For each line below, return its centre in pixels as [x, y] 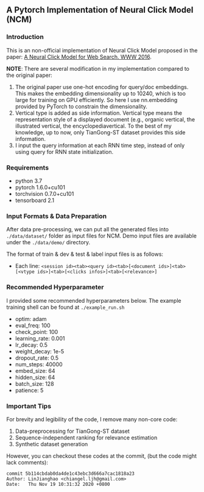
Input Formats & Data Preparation [57, 216]
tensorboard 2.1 [35, 200]
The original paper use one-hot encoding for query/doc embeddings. [102, 87]
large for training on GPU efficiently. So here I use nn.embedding [96, 99]
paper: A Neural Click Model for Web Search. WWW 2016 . [79, 57]
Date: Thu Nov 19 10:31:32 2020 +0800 [58, 484]
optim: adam [31, 319]
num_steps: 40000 [39, 364]
